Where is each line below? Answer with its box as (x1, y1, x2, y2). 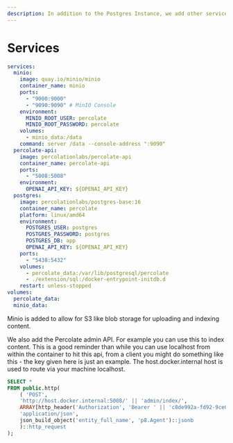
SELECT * (7, 378, 33, 385)
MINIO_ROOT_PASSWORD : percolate (25, 121, 119, 128)
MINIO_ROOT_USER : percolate (25, 115, 107, 122)
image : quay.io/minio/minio (19, 76, 101, 83)
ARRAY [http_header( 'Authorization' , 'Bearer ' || (19, 404, 166, 411)
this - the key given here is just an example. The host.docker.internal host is (7, 357, 223, 365)
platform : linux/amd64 (19, 211, 85, 219)
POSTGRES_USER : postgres (25, 224, 98, 231)
